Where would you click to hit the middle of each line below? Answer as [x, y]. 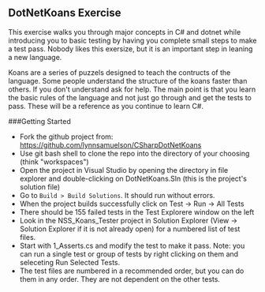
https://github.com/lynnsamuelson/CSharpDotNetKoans [110, 144]
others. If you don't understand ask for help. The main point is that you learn [132, 89]
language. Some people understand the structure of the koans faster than [128, 80]
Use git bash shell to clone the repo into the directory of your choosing [134, 153]
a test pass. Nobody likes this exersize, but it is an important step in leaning [131, 49]
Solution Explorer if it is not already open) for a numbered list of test [130, 229]
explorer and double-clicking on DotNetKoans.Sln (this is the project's [133, 178]
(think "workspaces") [54, 162]
